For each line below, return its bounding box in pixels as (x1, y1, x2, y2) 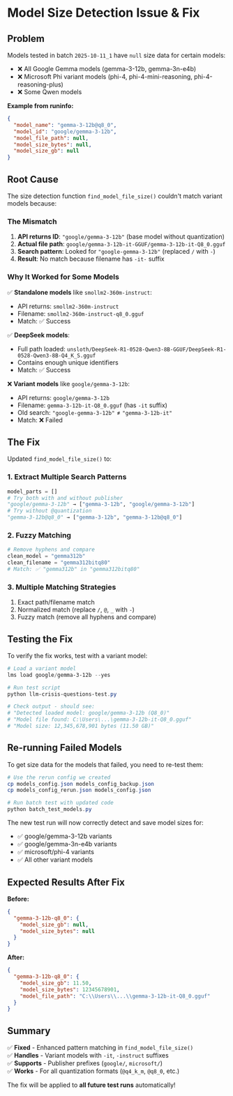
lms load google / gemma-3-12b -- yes (7, 671, 111, 678)
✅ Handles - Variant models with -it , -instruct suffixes (7, 1051, 169, 1060)
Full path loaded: (17, 344, 66, 353)
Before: (7, 895, 29, 903)
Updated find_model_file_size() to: (7, 455, 112, 463)
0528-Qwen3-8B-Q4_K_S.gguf (17, 352, 96, 359)
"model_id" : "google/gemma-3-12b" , (13, 128, 117, 135)
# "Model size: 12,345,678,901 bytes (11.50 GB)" (7, 723, 155, 730)
